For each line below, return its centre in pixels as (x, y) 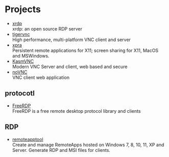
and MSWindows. (31, 56)
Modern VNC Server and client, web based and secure (70, 67)
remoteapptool (28, 139)
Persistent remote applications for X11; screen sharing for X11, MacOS (85, 50)
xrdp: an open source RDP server (47, 28)
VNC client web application (41, 77)
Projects (23, 9)
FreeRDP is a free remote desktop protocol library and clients (76, 111)
